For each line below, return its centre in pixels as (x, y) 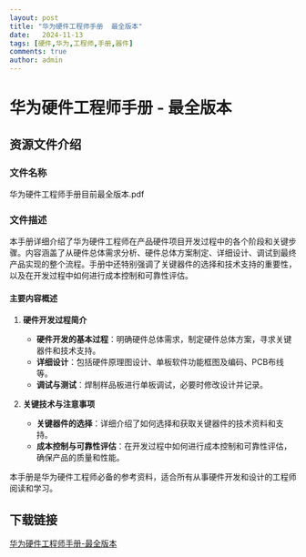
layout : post (34, 18)
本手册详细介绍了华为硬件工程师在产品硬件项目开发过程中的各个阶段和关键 (149, 241)
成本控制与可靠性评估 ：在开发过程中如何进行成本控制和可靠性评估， (164, 446)
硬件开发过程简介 (55, 320)
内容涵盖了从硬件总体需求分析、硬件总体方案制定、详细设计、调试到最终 (161, 253)
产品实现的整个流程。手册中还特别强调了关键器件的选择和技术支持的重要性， (153, 264)
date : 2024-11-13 (46, 35)
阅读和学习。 (33, 489)
